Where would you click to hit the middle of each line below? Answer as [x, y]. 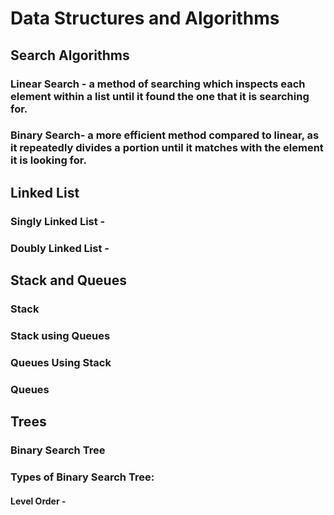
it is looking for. [48, 160]
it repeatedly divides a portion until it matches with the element [167, 148]
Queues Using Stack [61, 362]
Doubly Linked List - [60, 248]
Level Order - [38, 501]
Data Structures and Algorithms [145, 18]
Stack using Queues [60, 335]
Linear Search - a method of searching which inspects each [158, 84]
